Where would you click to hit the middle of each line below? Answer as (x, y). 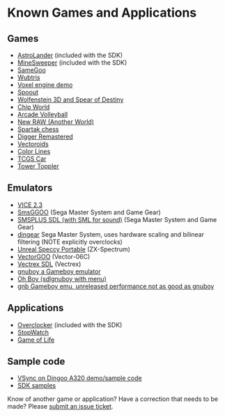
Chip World (33, 107)
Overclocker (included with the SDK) (70, 324)
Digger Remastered (45, 136)
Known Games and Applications (102, 13)
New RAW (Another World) (55, 122)
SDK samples (37, 386)
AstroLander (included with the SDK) (70, 55)
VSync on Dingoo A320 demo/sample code (79, 378)
